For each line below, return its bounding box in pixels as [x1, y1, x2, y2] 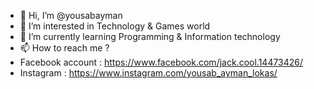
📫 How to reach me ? [19, 42, 110, 54]
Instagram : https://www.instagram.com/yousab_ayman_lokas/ [19, 67, 278, 79]
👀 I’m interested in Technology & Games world [19, 20, 211, 32]
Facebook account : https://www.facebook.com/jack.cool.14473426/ [19, 56, 304, 68]
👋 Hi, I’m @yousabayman [19, 10, 123, 21]
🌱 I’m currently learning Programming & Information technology [19, 31, 281, 42]
